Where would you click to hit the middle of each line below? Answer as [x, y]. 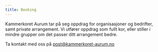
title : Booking [21, 10]
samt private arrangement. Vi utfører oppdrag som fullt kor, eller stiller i [78, 29]
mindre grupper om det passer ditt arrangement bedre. [61, 34]
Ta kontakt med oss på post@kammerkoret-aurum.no [60, 44]
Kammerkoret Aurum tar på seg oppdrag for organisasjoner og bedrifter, [79, 24]
